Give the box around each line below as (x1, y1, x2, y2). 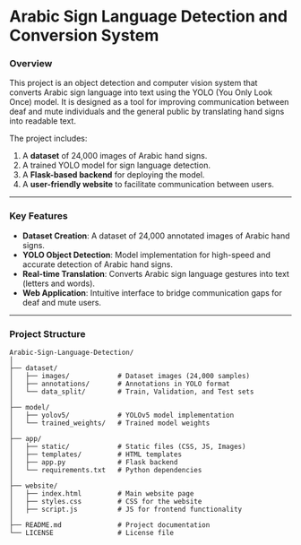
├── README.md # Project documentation (9, 521, 211, 530)
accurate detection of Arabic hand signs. (21, 258, 173, 270)
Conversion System (9, 25, 159, 46)
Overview (9, 57, 53, 70)
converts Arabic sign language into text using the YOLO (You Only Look (9, 87, 273, 98)
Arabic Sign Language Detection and (9, 6, 288, 27)
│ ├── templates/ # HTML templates (9, 450, 182, 459)
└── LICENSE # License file (9, 529, 175, 538)
